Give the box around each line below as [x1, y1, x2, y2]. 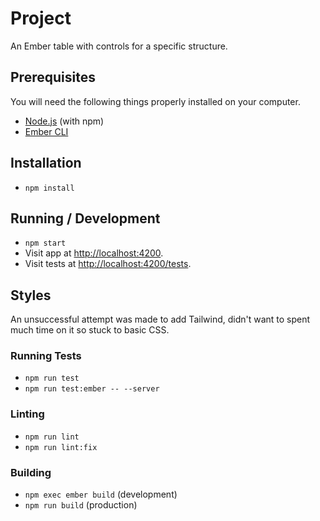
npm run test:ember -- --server [24, 384, 160, 394]
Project [10, 7, 72, 30]
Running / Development [10, 210, 161, 227]
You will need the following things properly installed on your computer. [10, 95, 301, 107]
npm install [24, 183, 75, 193]
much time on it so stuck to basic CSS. [10, 324, 170, 336]
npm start [24, 238, 67, 249]
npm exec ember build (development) [24, 488, 178, 501]
